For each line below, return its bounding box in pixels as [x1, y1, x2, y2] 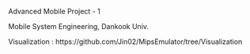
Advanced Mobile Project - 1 [8, 7, 100, 16]
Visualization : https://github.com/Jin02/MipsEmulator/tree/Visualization [8, 37, 243, 46]
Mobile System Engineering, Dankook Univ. [8, 22, 149, 31]
